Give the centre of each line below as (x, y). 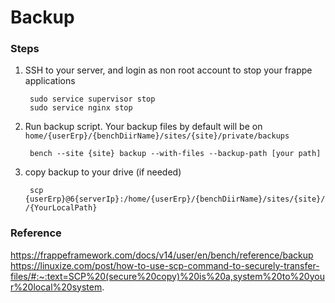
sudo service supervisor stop (92, 99)
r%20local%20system (56, 287)
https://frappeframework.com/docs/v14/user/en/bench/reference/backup (162, 255)
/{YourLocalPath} (61, 208)
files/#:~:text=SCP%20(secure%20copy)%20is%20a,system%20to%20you (167, 276)
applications (50, 81)
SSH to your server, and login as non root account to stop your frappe (168, 70)
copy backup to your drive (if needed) (103, 172)
